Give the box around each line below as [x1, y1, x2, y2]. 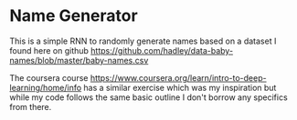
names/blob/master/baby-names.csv [9, 55, 149, 65]
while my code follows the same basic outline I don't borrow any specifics [9, 92, 288, 103]
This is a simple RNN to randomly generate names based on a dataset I [9, 35, 277, 46]
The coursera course [9, 72, 89, 83]
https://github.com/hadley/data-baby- [90, 45, 234, 55]
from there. [9, 101, 52, 112]
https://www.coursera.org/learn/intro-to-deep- [90, 72, 267, 83]
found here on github [9, 45, 90, 55]
